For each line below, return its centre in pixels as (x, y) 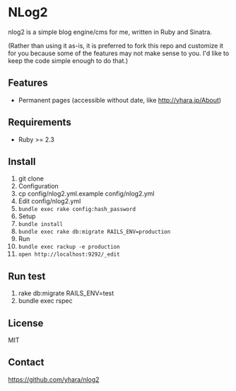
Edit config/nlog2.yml (49, 201)
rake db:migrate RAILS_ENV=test (66, 293)
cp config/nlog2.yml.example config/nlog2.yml (86, 194)
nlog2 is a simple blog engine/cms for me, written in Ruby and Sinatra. (110, 32)
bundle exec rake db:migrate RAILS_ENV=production (94, 232)
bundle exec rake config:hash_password (77, 210)
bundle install (41, 225)
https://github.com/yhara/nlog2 (54, 379)
